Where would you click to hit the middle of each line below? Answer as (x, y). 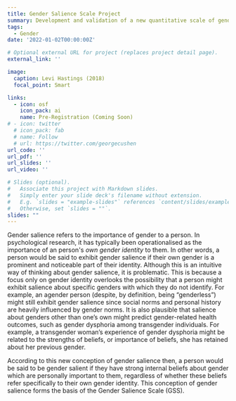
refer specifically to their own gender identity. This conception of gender (112, 383)
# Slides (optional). (39, 183)
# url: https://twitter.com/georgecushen (75, 144)
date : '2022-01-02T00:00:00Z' (52, 40)
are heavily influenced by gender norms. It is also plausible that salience (112, 310)
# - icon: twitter (34, 124)
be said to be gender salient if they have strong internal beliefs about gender (118, 368)
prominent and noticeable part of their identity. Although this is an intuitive (115, 265)
